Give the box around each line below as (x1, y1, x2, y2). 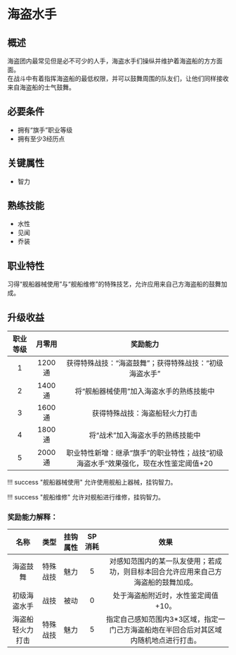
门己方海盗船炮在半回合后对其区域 (109, 625, 223, 635)
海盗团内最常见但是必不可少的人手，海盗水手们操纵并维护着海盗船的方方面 (7, 57, 223, 65)
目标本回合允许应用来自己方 (130, 567, 223, 577)
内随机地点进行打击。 (130, 635, 202, 645)
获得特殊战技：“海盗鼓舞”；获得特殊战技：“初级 (66, 358, 223, 368)
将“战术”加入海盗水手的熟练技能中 (88, 430, 202, 440)
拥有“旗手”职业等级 (17, 125, 73, 134)
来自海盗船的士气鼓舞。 (7, 83, 75, 92)
